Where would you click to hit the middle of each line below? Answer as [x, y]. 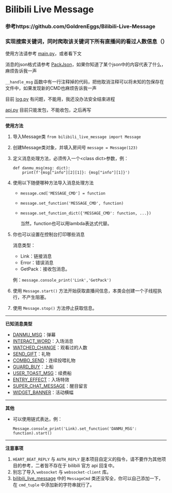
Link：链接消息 [36, 256]
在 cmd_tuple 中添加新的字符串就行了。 [53, 485]
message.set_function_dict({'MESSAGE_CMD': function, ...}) [86, 213]
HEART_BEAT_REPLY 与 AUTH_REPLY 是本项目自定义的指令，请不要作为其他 [87, 459]
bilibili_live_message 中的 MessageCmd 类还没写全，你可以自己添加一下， [88, 479]
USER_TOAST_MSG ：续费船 [42, 373]
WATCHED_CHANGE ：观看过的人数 [50, 348]
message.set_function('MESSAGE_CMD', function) [72, 204]
